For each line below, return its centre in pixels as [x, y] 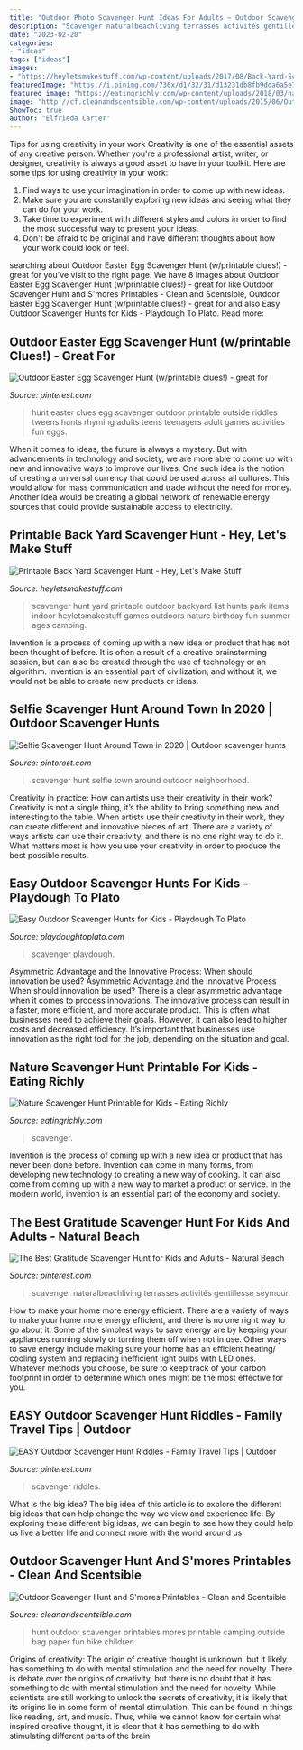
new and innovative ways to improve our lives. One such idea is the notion [147, 468]
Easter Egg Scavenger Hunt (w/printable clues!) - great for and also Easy [145, 304]
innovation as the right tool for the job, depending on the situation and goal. [150, 1039]
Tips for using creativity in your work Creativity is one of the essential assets [151, 144]
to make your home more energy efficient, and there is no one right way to [147, 1320]
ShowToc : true [36, 110]
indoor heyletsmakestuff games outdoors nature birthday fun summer [161, 616]
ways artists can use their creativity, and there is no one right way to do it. [147, 836]
